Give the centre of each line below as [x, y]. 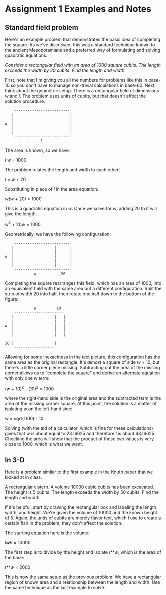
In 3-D [15, 460]
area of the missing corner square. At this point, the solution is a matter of [81, 404]
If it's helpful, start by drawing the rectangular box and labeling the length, [81, 507]
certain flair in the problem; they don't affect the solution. [64, 523]
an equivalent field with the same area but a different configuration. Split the [83, 288]
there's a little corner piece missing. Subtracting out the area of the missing [83, 367]
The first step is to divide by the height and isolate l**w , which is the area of [83, 552]
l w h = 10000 [18, 543]
